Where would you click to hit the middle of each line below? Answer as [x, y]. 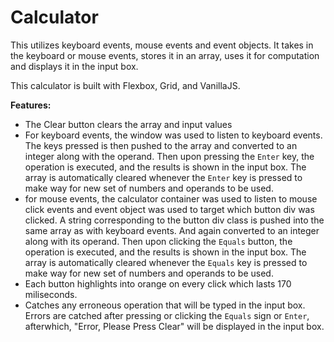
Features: [31, 105]
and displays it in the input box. [74, 66]
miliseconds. [51, 294]
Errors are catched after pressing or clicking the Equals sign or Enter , [167, 315]
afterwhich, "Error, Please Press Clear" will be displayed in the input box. [174, 326]
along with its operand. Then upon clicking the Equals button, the [158, 241]
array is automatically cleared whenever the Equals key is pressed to [166, 262]
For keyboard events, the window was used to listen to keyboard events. [173, 135]
